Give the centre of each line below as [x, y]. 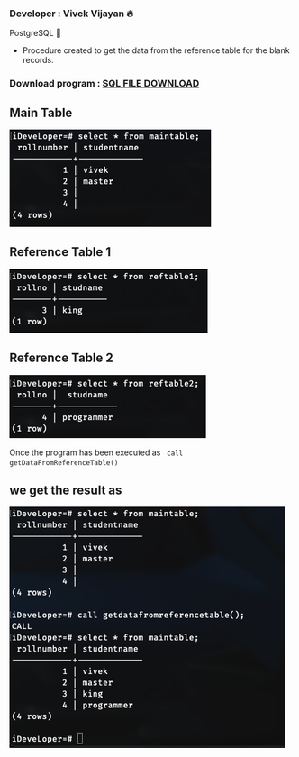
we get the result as [66, 491]
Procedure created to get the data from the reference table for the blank [156, 50]
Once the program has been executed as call [96, 452]
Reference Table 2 [62, 358]
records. [38, 60]
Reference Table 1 [60, 252]
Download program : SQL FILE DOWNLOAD [104, 84]
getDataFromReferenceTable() [64, 462]
